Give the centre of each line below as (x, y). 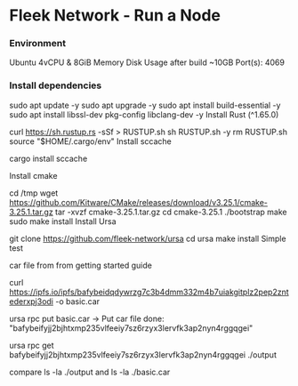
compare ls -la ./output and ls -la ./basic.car (90, 372)
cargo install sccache (48, 158)
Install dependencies (56, 85)
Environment (38, 44)
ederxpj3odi (31, 301)
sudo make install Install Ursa (63, 221)
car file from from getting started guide (81, 265)
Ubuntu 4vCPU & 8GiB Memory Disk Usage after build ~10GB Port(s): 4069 (147, 62)
